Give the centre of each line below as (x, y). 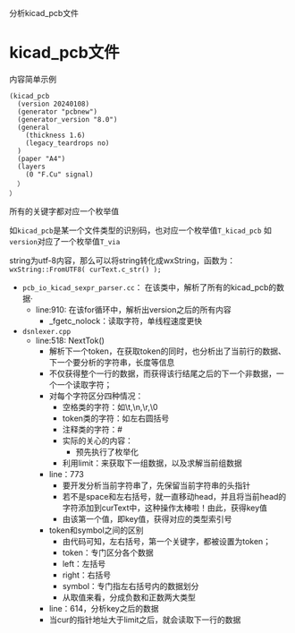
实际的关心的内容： (98, 441)
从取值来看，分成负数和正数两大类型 (129, 597)
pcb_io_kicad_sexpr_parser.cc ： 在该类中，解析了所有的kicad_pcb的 (149, 287)
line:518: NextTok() (70, 340)
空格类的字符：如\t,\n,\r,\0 (110, 406)
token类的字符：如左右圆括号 (116, 418)
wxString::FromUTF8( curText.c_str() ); (86, 269)
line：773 (67, 474)
